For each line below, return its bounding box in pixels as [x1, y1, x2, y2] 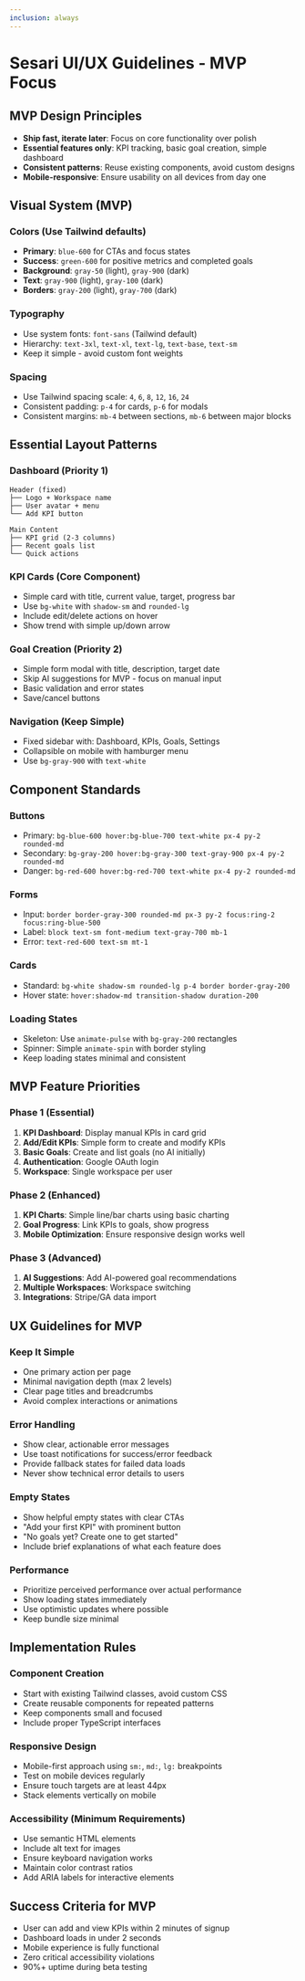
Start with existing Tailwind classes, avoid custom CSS [22, 1688, 228, 1699]
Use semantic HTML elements [22, 1833, 137, 1844]
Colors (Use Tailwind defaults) [9, 225, 147, 237]
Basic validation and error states [22, 683, 144, 694]
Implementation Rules [9, 1640, 137, 1655]
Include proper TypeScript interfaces [22, 1717, 161, 1728]
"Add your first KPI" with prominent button [22, 1521, 181, 1532]
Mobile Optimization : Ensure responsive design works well [22, 1229, 246, 1240]
